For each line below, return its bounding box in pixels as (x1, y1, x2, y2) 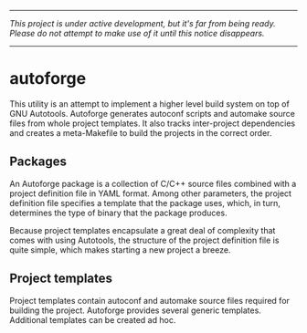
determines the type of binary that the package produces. (9, 207, 228, 218)
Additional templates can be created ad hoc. (9, 314, 176, 325)
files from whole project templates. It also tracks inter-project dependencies (9, 118, 295, 129)
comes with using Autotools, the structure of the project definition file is (9, 234, 280, 245)
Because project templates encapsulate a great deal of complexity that (9, 224, 276, 235)
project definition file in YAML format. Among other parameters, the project (9, 188, 292, 199)
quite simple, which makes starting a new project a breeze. (9, 244, 231, 255)
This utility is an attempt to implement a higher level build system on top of (9, 98, 290, 109)
